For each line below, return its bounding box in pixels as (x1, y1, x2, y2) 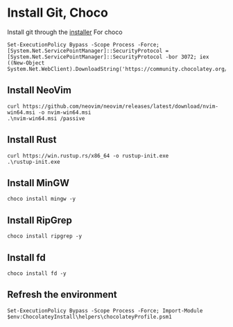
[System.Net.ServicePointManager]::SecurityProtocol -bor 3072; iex (7, 53, 209, 60)
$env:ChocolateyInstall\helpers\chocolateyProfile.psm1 (7, 313, 172, 320)
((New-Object (7, 59, 45, 67)
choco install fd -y (7, 270, 67, 277)
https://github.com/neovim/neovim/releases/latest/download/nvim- (22, 103, 218, 110)
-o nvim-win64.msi (37, 109, 92, 116)
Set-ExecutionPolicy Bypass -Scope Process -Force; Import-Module (7, 307, 203, 314)
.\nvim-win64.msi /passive (7, 115, 85, 122)
